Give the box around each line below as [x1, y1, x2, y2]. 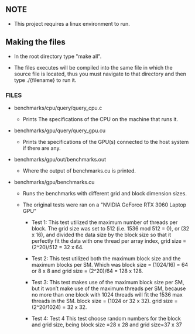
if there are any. [22, 144, 61, 151]
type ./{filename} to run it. [13, 76, 77, 84]
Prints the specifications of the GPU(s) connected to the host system [22, 138, 189, 145]
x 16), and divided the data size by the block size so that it [31, 231, 172, 238]
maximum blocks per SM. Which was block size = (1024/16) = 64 [31, 261, 189, 268]
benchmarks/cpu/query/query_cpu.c [13, 104, 102, 111]
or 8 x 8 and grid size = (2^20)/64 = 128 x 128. [31, 267, 143, 274]
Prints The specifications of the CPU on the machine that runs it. [22, 115, 178, 122]
